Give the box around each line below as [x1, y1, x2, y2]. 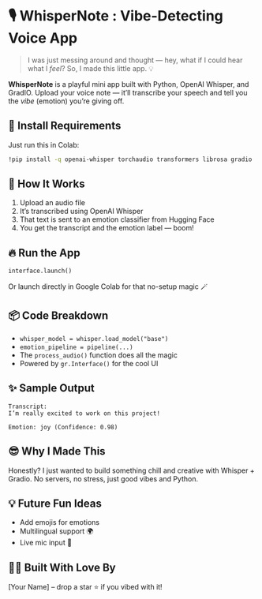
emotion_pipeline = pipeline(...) [19, 343, 133, 351]
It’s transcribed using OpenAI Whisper [19, 207, 144, 216]
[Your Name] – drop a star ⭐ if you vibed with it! [8, 582, 163, 592]
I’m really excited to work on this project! [8, 409, 160, 417]
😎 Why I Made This [8, 444, 106, 459]
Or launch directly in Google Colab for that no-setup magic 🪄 [8, 282, 208, 291]
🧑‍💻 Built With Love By [8, 560, 116, 574]
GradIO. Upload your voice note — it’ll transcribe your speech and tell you [8, 88, 248, 97]
